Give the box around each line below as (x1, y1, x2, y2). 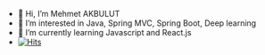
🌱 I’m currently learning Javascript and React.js (17, 27, 192, 37)
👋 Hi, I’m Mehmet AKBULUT (17, 9, 120, 19)
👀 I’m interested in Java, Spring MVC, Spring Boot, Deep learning (17, 18, 257, 28)
